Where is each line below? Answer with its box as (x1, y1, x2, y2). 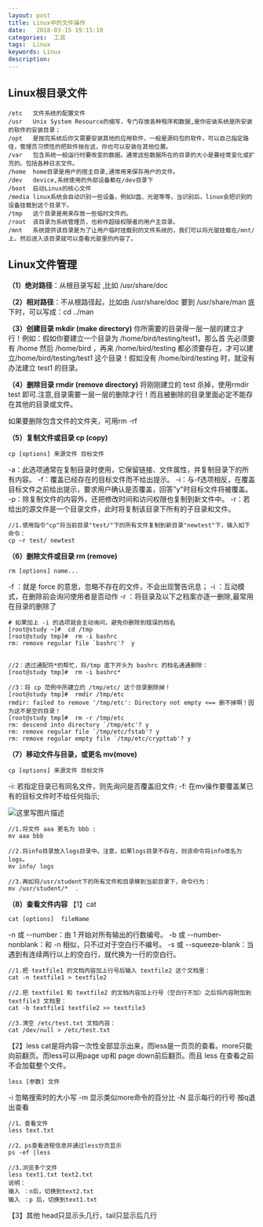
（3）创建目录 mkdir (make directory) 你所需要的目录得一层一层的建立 (8, 323, 238, 333)
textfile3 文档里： (8, 997, 68, 1005)
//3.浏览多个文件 (8, 1163, 57, 1172)
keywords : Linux (8, 48, 61, 56)
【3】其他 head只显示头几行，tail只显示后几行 (8, 1210, 157, 1220)
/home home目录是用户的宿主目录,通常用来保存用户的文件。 (8, 168, 179, 175)
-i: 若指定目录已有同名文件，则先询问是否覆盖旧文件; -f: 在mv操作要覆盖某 (8, 781, 247, 790)
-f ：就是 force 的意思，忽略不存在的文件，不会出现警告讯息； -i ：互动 (8, 581, 238, 591)
